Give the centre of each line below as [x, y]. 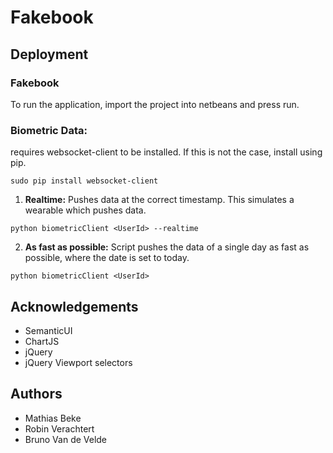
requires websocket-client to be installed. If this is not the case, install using [166, 152]
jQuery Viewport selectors [78, 362]
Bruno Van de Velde [66, 439]
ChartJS [42, 341]
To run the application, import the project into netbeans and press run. [155, 104]
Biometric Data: [49, 130]
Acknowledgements [74, 306]
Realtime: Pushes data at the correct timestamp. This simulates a [159, 200]
